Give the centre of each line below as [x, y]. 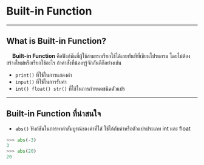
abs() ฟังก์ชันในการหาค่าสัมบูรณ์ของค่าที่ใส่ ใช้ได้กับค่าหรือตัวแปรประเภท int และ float [103, 128]
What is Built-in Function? [56, 41]
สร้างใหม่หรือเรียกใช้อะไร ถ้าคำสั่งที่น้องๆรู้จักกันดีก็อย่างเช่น [64, 63]
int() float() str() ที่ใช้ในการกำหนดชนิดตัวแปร [70, 88]
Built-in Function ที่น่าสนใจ [54, 114]
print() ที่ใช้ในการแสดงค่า [43, 75]
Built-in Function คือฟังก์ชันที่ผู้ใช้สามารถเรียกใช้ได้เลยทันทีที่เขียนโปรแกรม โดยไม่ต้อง [101, 55]
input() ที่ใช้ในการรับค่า [41, 82]
